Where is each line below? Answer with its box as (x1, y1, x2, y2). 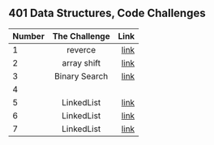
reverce (66, 44, 96, 55)
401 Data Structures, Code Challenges (8, 6, 206, 20)
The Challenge (52, 30, 111, 41)
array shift (62, 57, 101, 68)
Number (12, 30, 45, 41)
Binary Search (53, 70, 109, 82)
